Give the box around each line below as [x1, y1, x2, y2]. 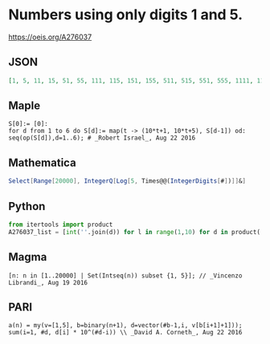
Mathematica [8, 156, 76, 169]
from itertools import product [8, 221, 113, 229]
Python [8, 199, 46, 213]
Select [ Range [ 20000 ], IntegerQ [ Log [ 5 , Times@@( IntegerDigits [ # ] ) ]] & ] [8, 177, 247, 185]
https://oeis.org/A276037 [8, 32, 92, 42]
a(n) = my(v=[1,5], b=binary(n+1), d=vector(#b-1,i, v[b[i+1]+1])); [8, 322, 243, 330]
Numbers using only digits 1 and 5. [8, 6, 243, 24]
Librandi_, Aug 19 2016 [8, 278, 88, 286]
